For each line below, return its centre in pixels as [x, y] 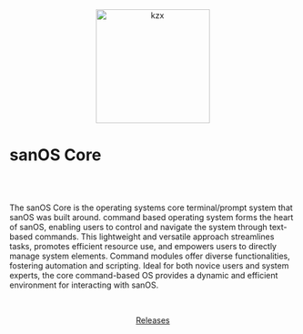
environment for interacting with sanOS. [84, 285]
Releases [153, 320]
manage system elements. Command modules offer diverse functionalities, [150, 256]
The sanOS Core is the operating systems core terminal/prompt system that [151, 207]
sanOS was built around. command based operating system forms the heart [151, 217]
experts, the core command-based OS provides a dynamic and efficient [144, 275]
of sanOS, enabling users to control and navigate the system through [139, 227]
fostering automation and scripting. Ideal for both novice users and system [149, 265]
